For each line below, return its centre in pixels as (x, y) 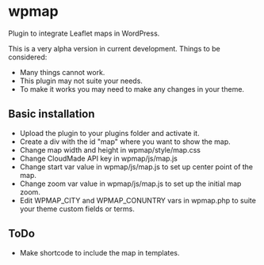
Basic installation (52, 114)
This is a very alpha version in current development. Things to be (114, 48)
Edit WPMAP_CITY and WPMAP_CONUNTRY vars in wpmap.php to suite (138, 200)
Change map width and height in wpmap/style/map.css (110, 150)
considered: (28, 57)
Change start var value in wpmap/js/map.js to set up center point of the (136, 167)
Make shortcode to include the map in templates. (99, 252)
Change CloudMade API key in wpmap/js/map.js (99, 158)
